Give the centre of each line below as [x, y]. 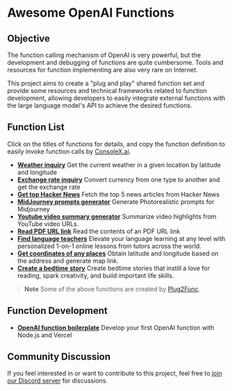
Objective [29, 39]
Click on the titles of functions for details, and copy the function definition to [116, 144]
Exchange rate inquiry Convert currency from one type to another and [118, 179]
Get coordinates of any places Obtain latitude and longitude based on [118, 253]
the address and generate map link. [68, 260]
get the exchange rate [49, 187]
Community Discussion [59, 357]
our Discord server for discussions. [57, 381]
